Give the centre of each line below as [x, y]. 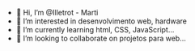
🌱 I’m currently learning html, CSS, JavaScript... [95, 30]
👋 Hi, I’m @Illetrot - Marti [57, 13]
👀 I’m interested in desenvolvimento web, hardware [102, 21]
